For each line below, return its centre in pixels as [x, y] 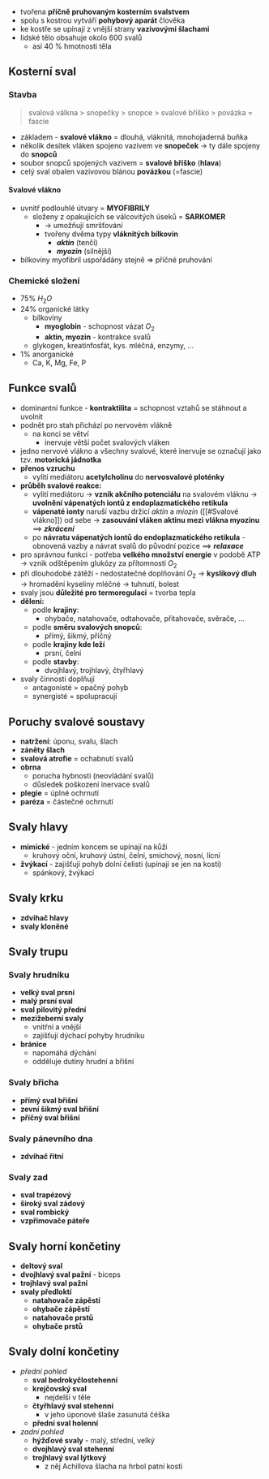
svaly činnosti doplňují [57, 679]
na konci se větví [60, 433]
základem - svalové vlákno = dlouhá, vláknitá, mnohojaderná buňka [134, 136]
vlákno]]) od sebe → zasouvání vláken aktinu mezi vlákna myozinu [146, 520]
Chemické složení [44, 281]
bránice [33, 1044]
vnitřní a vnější [57, 1027]
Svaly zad [28, 1177]
